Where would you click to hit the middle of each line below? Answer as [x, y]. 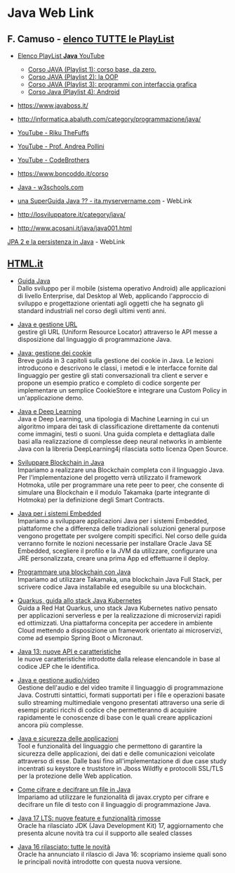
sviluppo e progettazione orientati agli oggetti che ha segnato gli [110, 303]
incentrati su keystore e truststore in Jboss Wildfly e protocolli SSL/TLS [120, 768]
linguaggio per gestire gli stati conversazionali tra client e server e [113, 375]
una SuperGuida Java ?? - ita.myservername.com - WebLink [105, 201]
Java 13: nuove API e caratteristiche [69, 651]
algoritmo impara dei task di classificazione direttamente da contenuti [118, 426]
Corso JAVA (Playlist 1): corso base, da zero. [92, 69]
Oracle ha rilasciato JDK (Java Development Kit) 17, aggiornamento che [120, 825]
